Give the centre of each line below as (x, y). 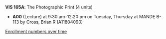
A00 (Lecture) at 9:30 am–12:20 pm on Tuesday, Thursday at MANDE (84, 17)
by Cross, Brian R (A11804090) (51, 22)
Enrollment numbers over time (36, 31)
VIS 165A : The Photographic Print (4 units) (49, 7)
